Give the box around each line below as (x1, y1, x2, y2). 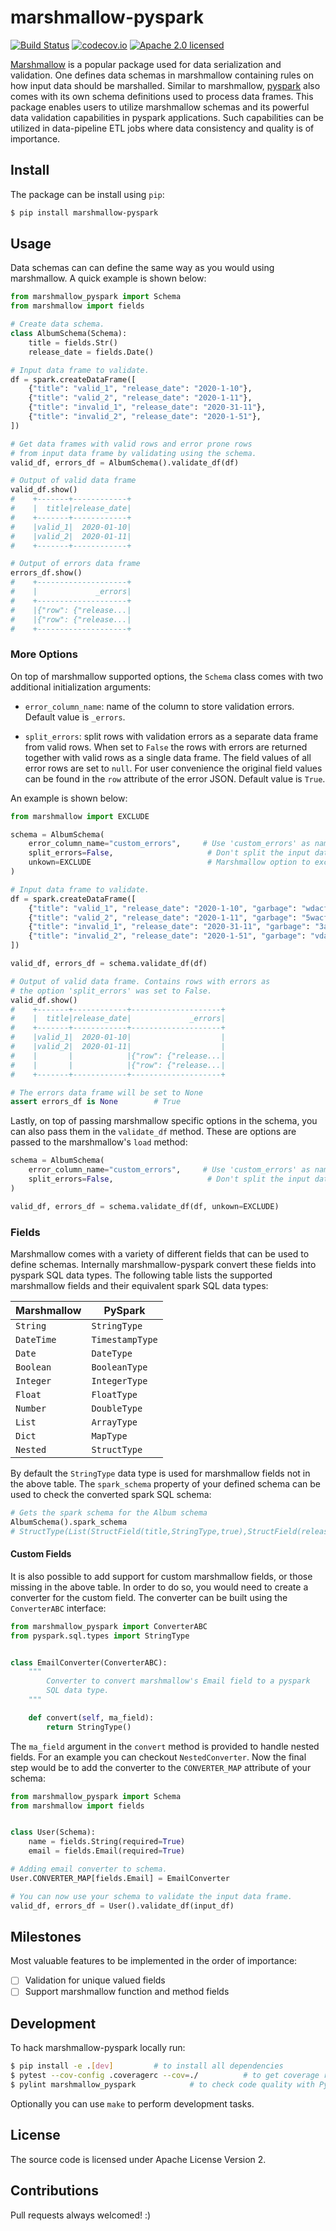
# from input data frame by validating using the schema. (10, 448, 257, 458)
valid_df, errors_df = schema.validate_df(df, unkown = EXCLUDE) (10, 1201, 280, 1211)
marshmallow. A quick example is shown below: (10, 272, 207, 285)
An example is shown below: (10, 792, 128, 804)
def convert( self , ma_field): (28, 1712, 155, 1723)
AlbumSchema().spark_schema (10, 1517, 128, 1527)
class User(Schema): (10, 1827, 97, 1838)
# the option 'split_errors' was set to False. (10, 986, 213, 996)
